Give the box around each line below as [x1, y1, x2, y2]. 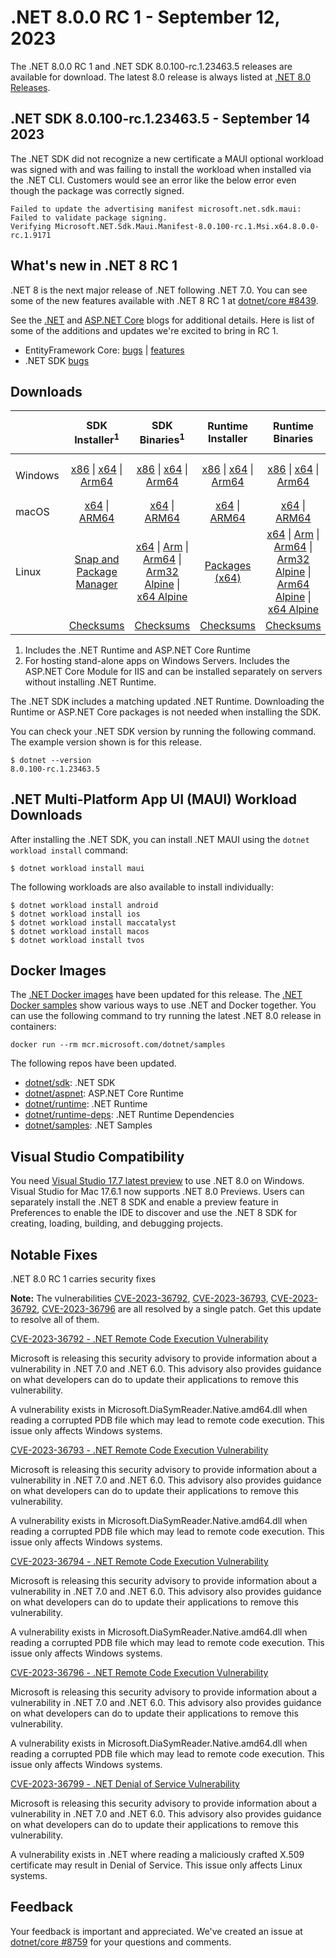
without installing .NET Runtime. [24, 676, 157, 688]
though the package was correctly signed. [10, 184, 185, 196]
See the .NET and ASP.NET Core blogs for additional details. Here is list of [10, 314, 315, 326]
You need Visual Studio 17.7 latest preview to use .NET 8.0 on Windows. [10, 1175, 305, 1187]
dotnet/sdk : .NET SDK [24, 1077, 116, 1089]
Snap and [74, 552, 120, 566]
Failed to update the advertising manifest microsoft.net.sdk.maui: [10, 204, 302, 214]
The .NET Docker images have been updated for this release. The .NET [10, 989, 303, 1001]
